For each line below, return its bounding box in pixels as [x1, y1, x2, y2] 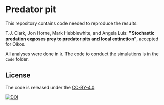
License [5, 71, 31, 80]
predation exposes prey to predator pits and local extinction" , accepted [5, 36, 159, 42]
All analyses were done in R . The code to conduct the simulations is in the [5, 51, 159, 57]
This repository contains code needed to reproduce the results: [5, 20, 138, 26]
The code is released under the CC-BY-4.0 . [5, 84, 96, 90]
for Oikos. [5, 41, 26, 47]
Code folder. [5, 56, 29, 62]
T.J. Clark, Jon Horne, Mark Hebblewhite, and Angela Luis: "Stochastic [5, 30, 155, 36]
